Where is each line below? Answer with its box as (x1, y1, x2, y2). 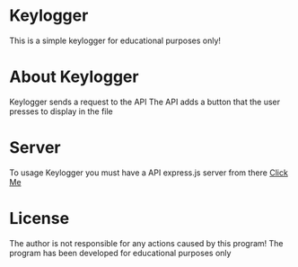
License (9, 209, 70, 228)
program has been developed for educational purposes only (9, 247, 232, 258)
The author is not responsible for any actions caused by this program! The (9, 237, 284, 248)
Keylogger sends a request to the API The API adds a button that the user (9, 96, 281, 107)
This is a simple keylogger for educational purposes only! (9, 35, 222, 46)
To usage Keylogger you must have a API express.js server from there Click (9, 167, 289, 178)
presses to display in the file (9, 105, 114, 117)
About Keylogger (9, 67, 139, 87)
